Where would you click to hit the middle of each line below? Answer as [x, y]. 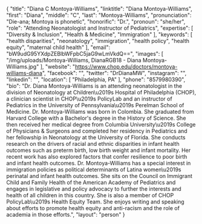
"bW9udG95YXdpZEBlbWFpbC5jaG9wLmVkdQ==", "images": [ [85, 54]
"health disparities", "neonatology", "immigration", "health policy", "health [98, 41]
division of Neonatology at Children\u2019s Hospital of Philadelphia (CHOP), [101, 92]
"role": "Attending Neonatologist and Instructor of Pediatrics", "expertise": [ [100, 28]
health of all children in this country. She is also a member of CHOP [90, 195]
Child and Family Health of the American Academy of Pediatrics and [91, 182]
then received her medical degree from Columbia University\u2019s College [101, 124]
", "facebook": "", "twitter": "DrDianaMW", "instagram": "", [114, 73]
